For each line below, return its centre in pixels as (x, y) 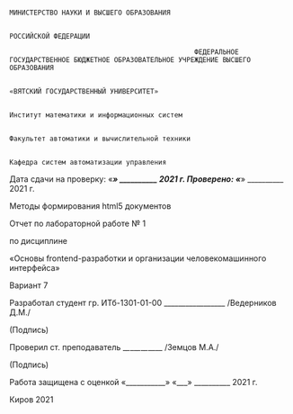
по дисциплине (39, 241)
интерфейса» (35, 268)
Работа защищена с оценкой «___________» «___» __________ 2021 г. (133, 382)
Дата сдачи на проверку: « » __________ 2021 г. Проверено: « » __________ (146, 179)
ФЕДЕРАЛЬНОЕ (217, 52)
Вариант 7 (29, 285)
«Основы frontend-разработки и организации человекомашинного (138, 258)
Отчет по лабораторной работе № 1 (78, 223)
